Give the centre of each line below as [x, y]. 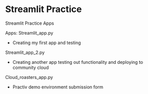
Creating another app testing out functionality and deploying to [78, 62]
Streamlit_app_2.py [25, 52]
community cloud [30, 67]
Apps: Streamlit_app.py [29, 33]
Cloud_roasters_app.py [29, 77]
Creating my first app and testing [47, 42]
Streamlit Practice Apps [30, 23]
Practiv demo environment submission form [58, 87]
